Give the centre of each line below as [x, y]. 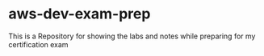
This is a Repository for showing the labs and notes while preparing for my [132, 36]
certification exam [38, 44]
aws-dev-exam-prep [80, 14]
